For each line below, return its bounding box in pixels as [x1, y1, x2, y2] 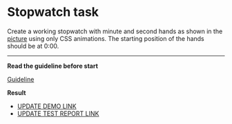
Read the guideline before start [7, 62, 99, 70]
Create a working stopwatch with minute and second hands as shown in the [7, 27, 223, 35]
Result [7, 88, 26, 97]
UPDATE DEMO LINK [17, 102, 77, 110]
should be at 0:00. [7, 42, 59, 50]
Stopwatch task [7, 4, 99, 20]
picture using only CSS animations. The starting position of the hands [7, 34, 205, 42]
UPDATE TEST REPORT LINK [17, 109, 99, 118]
